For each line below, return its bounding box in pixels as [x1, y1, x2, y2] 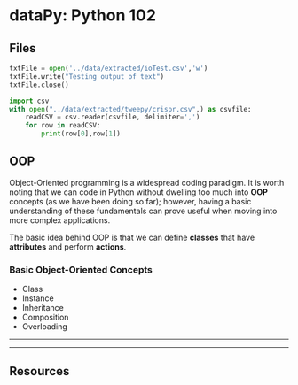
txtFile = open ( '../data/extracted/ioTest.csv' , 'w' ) [9, 64, 208, 73]
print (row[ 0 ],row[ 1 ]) [41, 129, 122, 138]
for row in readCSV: [25, 121, 101, 130]
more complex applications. [9, 214, 111, 226]
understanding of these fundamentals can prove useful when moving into [9, 205, 278, 216]
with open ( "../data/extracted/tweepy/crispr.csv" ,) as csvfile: [9, 104, 252, 113]
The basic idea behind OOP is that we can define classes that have [9, 232, 255, 243]
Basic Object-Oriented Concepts [9, 263, 153, 275]
